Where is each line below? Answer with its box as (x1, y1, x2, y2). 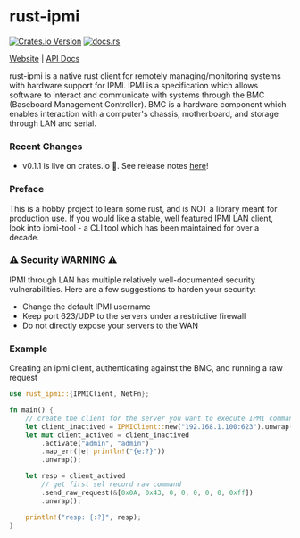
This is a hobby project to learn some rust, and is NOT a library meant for (9, 203, 279, 214)
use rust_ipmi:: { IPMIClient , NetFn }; (9, 390, 150, 399)
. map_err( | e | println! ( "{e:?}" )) (41, 447, 166, 457)
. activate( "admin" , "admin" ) (41, 439, 150, 448)
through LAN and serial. (9, 118, 96, 129)
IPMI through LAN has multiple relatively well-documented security (9, 274, 256, 285)
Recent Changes (9, 140, 83, 153)
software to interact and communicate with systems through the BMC (9, 89, 265, 100)
